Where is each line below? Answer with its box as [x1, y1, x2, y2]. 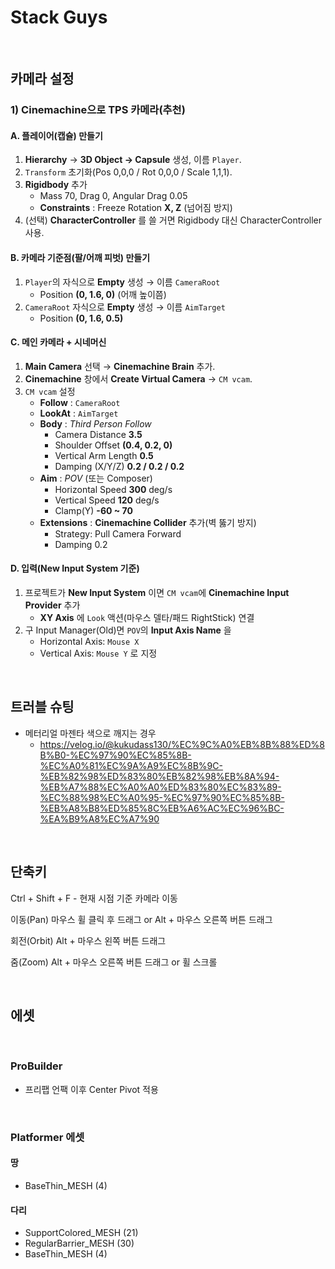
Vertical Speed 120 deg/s [54, 494, 160, 506]
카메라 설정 [10, 71, 75, 88]
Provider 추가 [24, 599, 81, 611]
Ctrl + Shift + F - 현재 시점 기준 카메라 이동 [10, 892, 178, 904]
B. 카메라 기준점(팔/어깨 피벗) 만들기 [10, 252, 151, 264]
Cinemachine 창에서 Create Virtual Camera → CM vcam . [24, 372, 253, 385]
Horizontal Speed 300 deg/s [54, 483, 173, 495]
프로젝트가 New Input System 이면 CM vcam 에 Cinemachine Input [24, 587, 290, 599]
